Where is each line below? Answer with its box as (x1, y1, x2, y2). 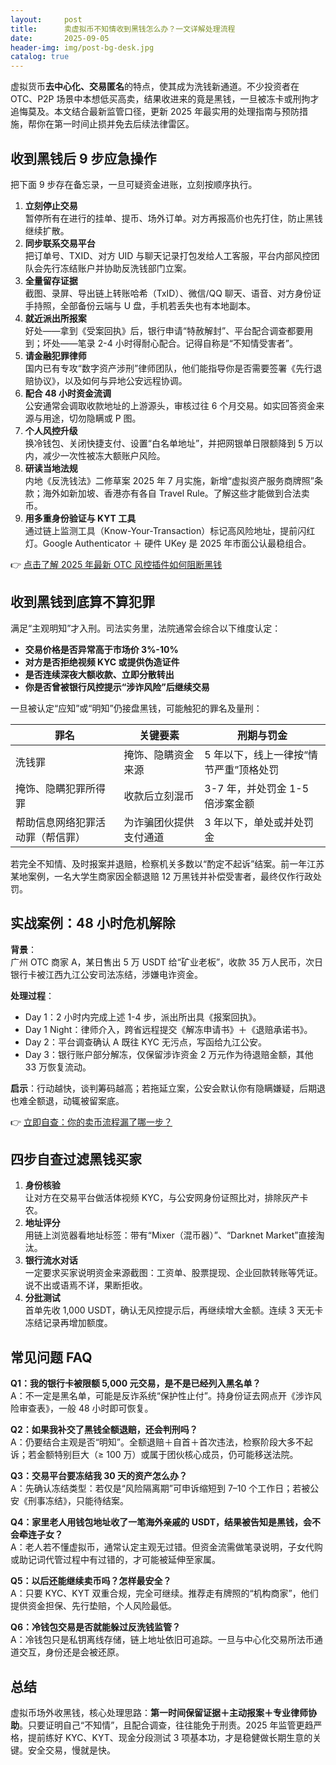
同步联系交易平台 (24, 237, 96, 249)
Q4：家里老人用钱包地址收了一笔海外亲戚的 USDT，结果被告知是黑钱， (10, 1516, 304, 1528)
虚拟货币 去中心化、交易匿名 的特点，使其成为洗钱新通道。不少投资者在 (10, 81, 300, 93)
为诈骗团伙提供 (123, 815, 195, 829)
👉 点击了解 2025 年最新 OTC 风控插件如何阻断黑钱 (10, 558, 223, 570)
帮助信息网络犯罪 (15, 815, 97, 829)
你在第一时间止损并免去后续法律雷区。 (36, 118, 195, 130)
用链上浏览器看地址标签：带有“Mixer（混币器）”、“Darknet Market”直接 (24, 1229, 317, 1241)
